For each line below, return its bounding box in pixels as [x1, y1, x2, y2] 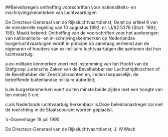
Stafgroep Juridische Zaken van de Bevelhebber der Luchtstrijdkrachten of [5, 66, 160, 72]
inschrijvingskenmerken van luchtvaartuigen [5, 9, 97, 15]
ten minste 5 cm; [5, 92, 40, 97]
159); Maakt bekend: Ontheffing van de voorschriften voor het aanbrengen [5, 30, 159, 35]
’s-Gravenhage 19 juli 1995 [5, 116, 60, 122]
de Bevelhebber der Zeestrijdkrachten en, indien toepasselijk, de [5, 71, 139, 77]
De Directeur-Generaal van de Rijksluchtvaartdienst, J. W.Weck [5, 126, 136, 132]
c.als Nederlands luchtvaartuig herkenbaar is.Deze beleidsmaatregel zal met [5, 101, 163, 107]
